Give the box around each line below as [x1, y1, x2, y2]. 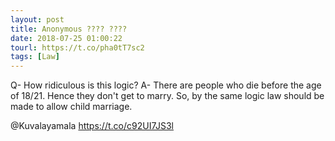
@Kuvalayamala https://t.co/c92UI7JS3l [10, 120, 174, 132]
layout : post [10, 14, 65, 25]
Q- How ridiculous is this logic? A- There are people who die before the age [10, 79, 322, 91]
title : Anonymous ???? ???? [10, 24, 128, 34]
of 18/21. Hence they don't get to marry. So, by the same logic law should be [10, 90, 325, 102]
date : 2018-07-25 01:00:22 [10, 33, 123, 43]
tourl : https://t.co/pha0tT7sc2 [10, 42, 145, 53]
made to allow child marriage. [10, 101, 133, 113]
